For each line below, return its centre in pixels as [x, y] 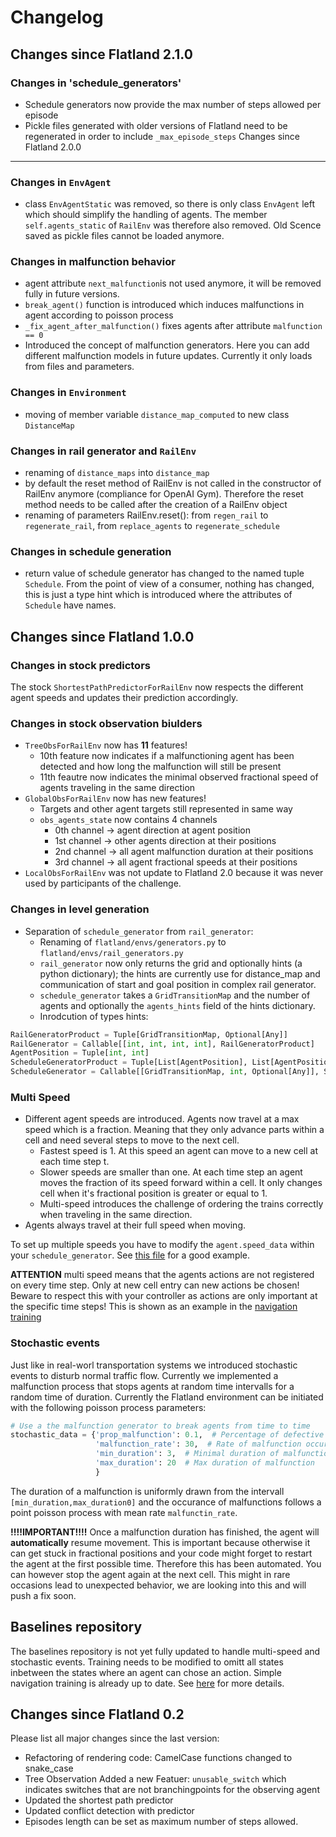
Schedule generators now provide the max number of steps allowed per [173, 104]
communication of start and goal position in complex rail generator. [178, 984]
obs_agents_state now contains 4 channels [128, 820]
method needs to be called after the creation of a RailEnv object [156, 505]
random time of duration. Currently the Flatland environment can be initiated [167, 1397]
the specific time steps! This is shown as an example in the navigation [154, 1307]
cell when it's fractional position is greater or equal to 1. [153, 1193]
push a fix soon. [43, 1595]
